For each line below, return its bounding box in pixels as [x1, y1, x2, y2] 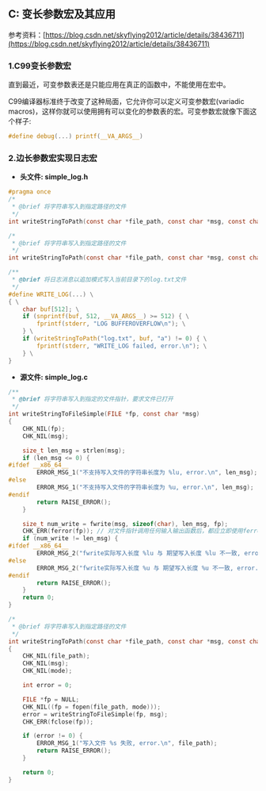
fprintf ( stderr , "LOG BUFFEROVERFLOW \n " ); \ [36, 320, 186, 328]
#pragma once [8, 188, 51, 196]
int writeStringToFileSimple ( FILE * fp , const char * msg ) [8, 410, 200, 418]
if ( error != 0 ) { [22, 732, 83, 740]
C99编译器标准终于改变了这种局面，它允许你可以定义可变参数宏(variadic [8, 97, 245, 106]
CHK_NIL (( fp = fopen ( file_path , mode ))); [22, 703, 161, 711]
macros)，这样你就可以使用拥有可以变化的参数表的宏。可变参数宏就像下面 [8, 106, 251, 117]
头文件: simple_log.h [19, 172, 89, 182]
